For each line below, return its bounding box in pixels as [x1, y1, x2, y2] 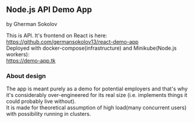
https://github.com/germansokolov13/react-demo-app [6, 38, 139, 45]
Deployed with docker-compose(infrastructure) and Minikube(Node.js [6, 44, 177, 51]
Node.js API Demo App [6, 5, 93, 15]
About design [6, 72, 46, 80]
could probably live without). [6, 98, 76, 105]
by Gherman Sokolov [6, 20, 58, 27]
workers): [6, 50, 30, 58]
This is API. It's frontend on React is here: [6, 32, 107, 39]
